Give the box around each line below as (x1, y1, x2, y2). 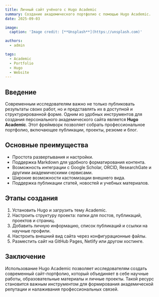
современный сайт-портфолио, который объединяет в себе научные (5, 271, 149, 276)
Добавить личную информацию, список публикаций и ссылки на (12, 223, 148, 229)
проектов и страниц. (12, 217, 55, 223)
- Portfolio (9, 61, 34, 66)
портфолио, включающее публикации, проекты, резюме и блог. (5, 127, 138, 133)
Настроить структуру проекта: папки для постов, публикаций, (12, 212, 142, 218)
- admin (9, 43, 25, 48)
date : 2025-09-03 (5, 16, 40, 21)
